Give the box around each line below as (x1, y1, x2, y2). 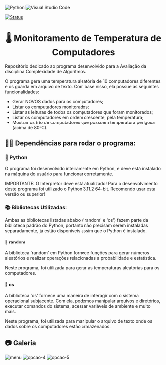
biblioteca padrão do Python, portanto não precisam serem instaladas (5, 222, 148, 228)
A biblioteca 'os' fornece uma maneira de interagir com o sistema (5, 293, 139, 299)
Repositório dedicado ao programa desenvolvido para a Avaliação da (5, 63, 147, 69)
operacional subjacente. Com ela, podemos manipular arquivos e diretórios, (5, 298, 161, 304)
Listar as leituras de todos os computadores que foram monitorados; (12, 109, 153, 115)
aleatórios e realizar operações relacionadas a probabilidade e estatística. (5, 255, 157, 261)
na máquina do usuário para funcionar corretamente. (5, 171, 113, 177)
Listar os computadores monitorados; (12, 104, 89, 110)
